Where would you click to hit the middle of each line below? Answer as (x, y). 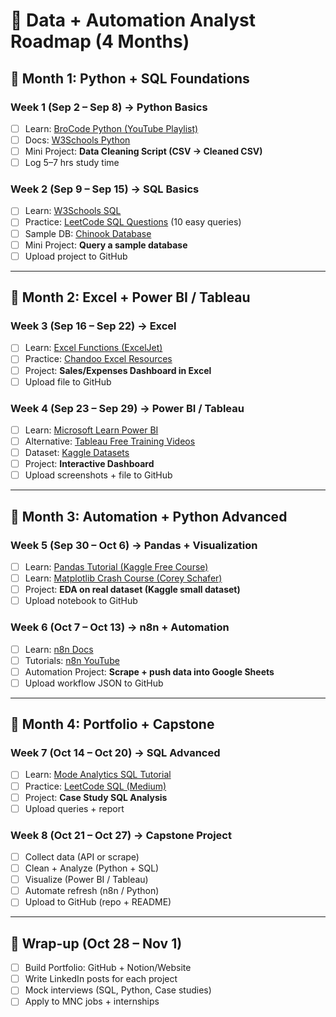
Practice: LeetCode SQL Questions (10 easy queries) (133, 222)
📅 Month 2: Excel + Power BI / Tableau (130, 297)
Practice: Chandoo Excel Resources (98, 359)
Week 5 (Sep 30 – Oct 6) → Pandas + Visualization (134, 545)
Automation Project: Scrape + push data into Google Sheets (149, 671)
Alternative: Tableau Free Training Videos (110, 441)
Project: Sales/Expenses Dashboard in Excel (118, 370)
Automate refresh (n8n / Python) (92, 891)
